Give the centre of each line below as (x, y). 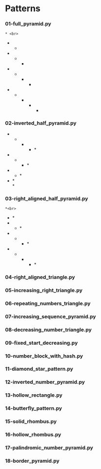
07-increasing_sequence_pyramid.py (50, 316)
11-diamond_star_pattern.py (39, 369)
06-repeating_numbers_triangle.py (48, 303)
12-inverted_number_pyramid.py (45, 382)
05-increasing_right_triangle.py (44, 290)
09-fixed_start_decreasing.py (41, 343)
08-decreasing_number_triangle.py (48, 330)
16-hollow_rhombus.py (33, 435)
